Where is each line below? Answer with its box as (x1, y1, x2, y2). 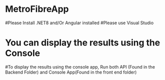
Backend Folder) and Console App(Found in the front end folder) (5, 69, 137, 75)
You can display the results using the (5, 37, 160, 48)
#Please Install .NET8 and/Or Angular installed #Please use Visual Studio (5, 20, 154, 26)
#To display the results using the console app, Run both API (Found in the (5, 64, 155, 70)
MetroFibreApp (5, 3, 69, 15)
